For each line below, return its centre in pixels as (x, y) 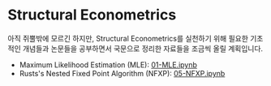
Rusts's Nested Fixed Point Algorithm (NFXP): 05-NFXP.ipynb (122, 73)
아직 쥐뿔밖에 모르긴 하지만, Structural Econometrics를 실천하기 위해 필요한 (128, 38)
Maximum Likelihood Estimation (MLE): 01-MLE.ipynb (108, 64)
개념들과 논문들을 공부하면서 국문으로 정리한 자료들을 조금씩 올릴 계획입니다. (143, 48)
